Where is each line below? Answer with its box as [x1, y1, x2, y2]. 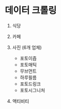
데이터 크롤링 [5, 5, 57, 16]
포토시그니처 [19, 87, 45, 93]
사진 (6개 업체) [12, 44, 42, 50]
